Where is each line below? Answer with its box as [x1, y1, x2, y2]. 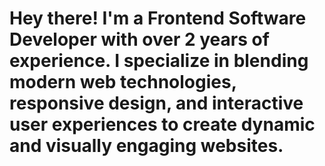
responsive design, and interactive [9, 92, 304, 115]
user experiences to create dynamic [9, 113, 316, 136]
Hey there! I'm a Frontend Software [9, 7, 307, 30]
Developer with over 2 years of [9, 28, 270, 51]
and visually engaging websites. [9, 135, 284, 157]
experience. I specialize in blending [9, 50, 309, 72]
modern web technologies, [9, 71, 237, 94]
